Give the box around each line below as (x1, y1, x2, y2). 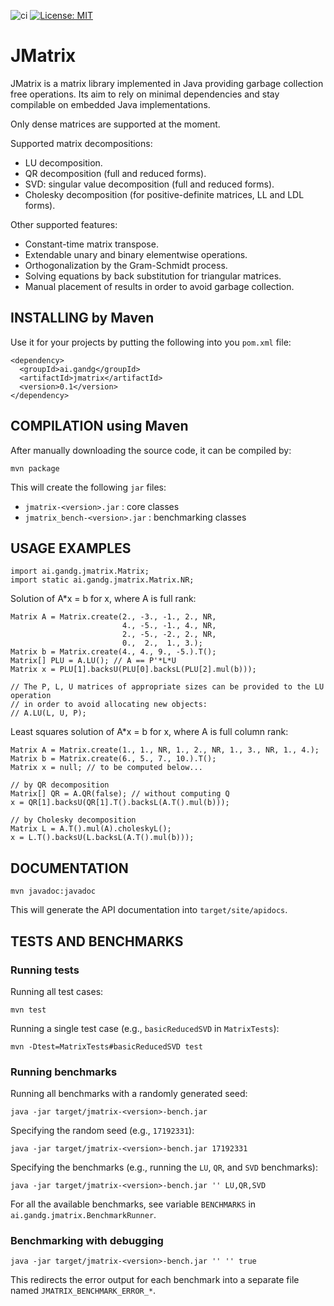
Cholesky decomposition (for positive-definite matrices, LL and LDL (24, 188, 305, 200)
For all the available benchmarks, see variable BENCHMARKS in (10, 1198, 257, 1210)
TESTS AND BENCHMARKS (10, 933, 184, 950)
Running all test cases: (10, 985, 104, 997)
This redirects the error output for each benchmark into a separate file (10, 1274, 300, 1286)
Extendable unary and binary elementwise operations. (24, 248, 248, 260)
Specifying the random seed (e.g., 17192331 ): (10, 1125, 195, 1137)
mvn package (10, 463, 60, 474)
